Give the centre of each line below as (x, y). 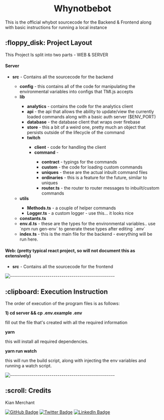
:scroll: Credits (28, 391)
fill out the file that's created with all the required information (66, 322)
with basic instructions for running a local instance (56, 27)
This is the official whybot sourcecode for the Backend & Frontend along (78, 22)
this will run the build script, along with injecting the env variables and (76, 360)
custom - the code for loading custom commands (92, 167)
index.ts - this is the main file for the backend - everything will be (86, 234)
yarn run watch (21, 351)
